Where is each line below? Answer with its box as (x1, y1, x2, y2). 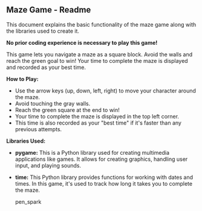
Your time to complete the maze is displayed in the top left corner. (15, 112, 180, 120)
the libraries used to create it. (6, 27, 80, 34)
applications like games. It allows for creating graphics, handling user (15, 155, 188, 163)
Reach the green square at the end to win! (15, 106, 120, 114)
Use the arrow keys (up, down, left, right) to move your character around (15, 87, 197, 94)
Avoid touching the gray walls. (15, 100, 91, 107)
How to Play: (6, 75, 39, 82)
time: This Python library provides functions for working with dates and (15, 174, 194, 181)
